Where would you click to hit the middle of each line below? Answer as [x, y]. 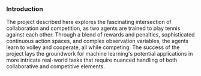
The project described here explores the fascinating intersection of [89, 22]
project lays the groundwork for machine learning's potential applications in [100, 54]
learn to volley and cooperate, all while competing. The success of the [93, 47]
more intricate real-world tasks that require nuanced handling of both [92, 60]
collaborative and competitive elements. [55, 66]
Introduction [25, 9]
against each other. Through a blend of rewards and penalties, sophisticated [100, 35]
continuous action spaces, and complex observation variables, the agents [97, 41]
